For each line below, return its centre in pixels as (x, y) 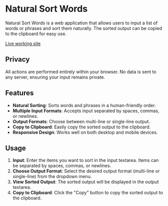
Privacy (18, 60)
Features (19, 93)
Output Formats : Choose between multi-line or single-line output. (81, 121)
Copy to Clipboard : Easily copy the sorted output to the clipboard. (81, 127)
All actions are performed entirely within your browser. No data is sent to (81, 72)
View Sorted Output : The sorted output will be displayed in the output (86, 182)
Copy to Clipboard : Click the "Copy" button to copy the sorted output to (88, 193)
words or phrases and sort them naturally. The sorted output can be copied (84, 28)
